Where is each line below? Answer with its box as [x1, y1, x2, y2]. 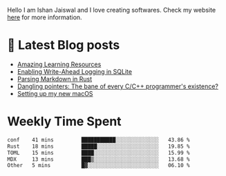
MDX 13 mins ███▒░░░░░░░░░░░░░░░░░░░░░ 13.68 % [7, 155, 190, 163]
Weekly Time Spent [7, 114, 122, 130]
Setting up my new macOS [17, 89, 93, 97]
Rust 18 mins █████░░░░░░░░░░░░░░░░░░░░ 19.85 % [7, 143, 190, 150]
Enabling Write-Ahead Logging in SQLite [17, 67, 133, 75]
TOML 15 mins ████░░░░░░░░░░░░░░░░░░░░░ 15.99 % [7, 149, 190, 156]
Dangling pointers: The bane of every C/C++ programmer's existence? [17, 82, 219, 90]
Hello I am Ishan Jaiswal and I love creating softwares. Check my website [7, 6, 216, 14]
